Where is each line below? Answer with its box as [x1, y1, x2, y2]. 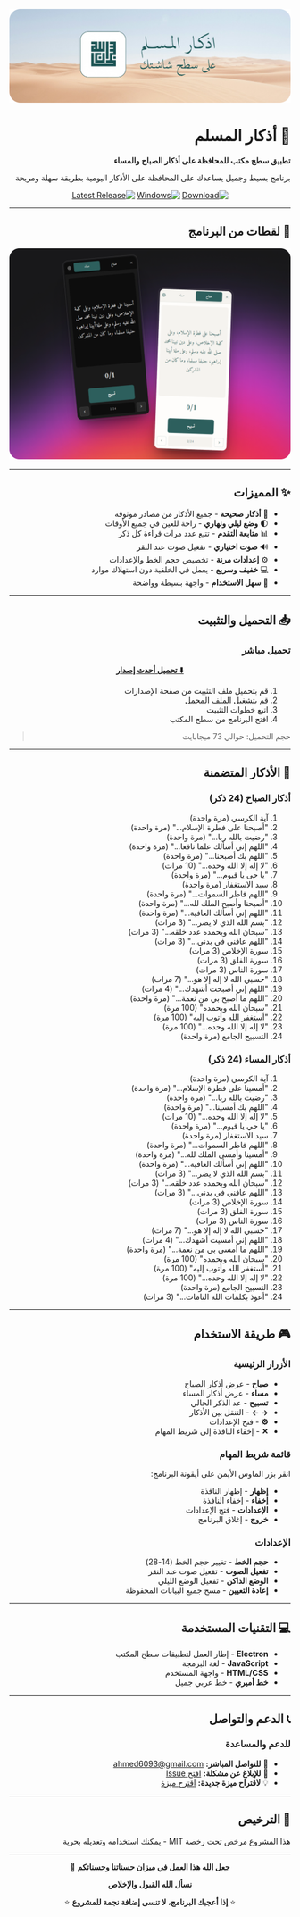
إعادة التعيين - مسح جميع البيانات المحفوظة [125, 1585, 269, 1596]
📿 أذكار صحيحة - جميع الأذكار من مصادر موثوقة [114, 509, 269, 520]
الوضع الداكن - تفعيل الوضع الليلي [157, 1576, 269, 1587]
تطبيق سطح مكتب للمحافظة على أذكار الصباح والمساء [113, 154, 291, 165]
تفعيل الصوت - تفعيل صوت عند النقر [148, 1566, 269, 1577]
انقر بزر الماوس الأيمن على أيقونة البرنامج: [150, 1469, 291, 1479]
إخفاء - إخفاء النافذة [202, 1496, 269, 1506]
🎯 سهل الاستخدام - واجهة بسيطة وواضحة [132, 577, 269, 588]
